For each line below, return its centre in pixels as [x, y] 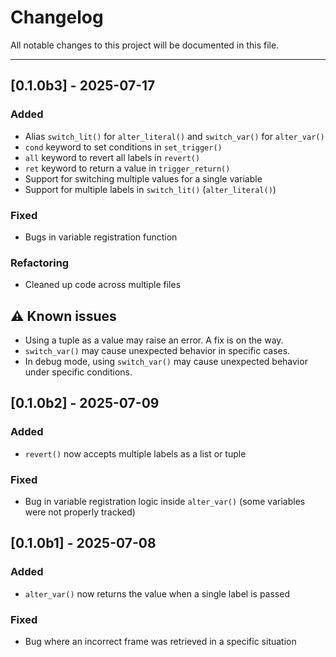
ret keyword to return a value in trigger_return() [127, 168]
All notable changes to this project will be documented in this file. [145, 45]
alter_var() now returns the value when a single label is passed [157, 593]
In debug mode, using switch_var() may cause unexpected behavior [166, 362]
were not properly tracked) [80, 512]
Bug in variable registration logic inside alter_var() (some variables [165, 502]
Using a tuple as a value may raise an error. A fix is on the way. [154, 340]
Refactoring [40, 263]
